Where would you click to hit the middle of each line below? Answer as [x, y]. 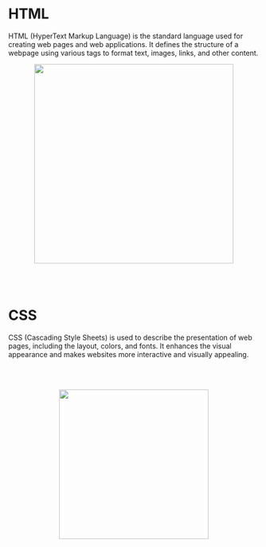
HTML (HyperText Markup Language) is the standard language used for [126, 36]
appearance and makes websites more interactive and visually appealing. [129, 354]
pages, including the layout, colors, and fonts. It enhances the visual [120, 346]
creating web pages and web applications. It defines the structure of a [123, 44]
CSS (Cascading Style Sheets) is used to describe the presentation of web [130, 337]
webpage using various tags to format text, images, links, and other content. [133, 53]
